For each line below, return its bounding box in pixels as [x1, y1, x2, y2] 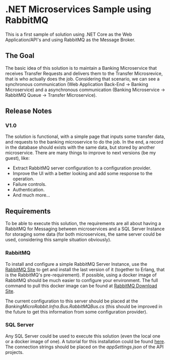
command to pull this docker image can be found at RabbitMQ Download [5, 283, 157, 289]
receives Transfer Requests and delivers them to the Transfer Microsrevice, [5, 70, 163, 76]
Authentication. [12, 187, 45, 193]
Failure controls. [12, 181, 47, 187]
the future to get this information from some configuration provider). [5, 309, 148, 315]
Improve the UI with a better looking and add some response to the [12, 171, 153, 177]
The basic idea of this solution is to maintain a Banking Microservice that [5, 65, 157, 71]
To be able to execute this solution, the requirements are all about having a [5, 220, 161, 227]
